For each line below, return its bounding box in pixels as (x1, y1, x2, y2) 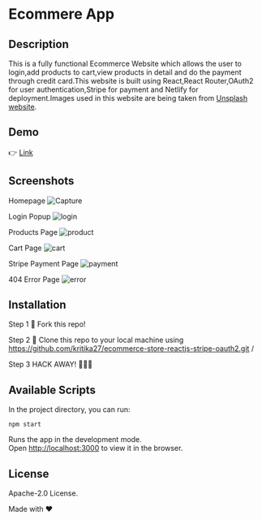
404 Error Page (8, 274, 60, 284)
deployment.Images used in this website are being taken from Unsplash (8, 93, 248, 102)
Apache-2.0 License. (8, 488, 79, 498)
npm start (8, 420, 42, 429)
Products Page (8, 227, 58, 236)
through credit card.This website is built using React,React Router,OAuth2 (8, 76, 254, 85)
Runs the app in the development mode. (8, 435, 142, 444)
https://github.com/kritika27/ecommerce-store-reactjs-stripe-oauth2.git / (8, 344, 254, 353)
